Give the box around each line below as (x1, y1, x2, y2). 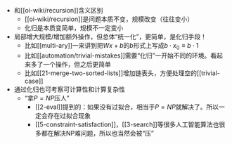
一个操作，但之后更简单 (43, 60, 111, 68)
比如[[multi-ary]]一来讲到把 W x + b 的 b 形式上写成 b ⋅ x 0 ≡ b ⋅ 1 (24, 41, 199, 51)
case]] (24, 77, 44, 85)
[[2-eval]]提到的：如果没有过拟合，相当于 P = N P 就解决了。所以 (34, 103, 219, 111)
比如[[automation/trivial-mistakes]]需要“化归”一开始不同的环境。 (24, 51, 211, 60)
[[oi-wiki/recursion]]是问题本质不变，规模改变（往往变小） (24, 15, 194, 23)
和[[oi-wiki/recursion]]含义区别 (13, 6, 103, 14)
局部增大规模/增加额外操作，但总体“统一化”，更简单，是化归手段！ (13, 32, 207, 41)
